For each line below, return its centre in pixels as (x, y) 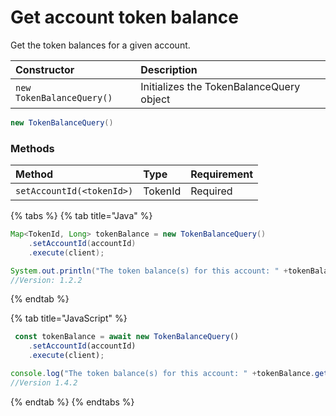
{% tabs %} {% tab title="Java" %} (81, 216)
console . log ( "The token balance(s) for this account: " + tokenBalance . (162, 374)
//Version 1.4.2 (44, 382)
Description (169, 69)
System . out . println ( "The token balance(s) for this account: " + (149, 271)
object (155, 99)
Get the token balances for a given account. (100, 45)
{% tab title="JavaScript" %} (69, 318)
